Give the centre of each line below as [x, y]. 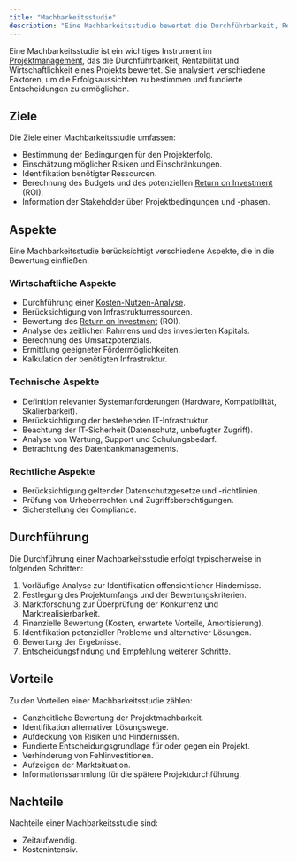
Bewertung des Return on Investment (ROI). [101, 322]
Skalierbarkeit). [49, 411]
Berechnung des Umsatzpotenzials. [87, 340]
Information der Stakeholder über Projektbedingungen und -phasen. [146, 202]
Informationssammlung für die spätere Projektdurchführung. [131, 774]
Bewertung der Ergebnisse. [72, 641]
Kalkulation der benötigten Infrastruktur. [95, 359]
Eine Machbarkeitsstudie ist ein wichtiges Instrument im [110, 50]
